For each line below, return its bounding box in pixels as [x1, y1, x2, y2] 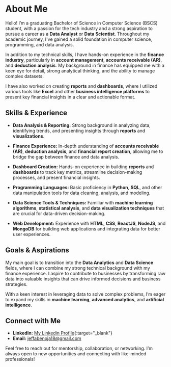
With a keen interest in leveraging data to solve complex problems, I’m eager [5, 291, 166, 297]
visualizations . [12, 133, 45, 139]
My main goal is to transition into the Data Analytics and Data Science [5, 259, 154, 266]
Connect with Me [5, 317, 61, 325]
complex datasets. [5, 73, 44, 79]
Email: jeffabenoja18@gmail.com [12, 335, 81, 342]
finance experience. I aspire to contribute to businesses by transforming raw [5, 270, 166, 276]
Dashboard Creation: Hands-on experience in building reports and [12, 164, 154, 170]
